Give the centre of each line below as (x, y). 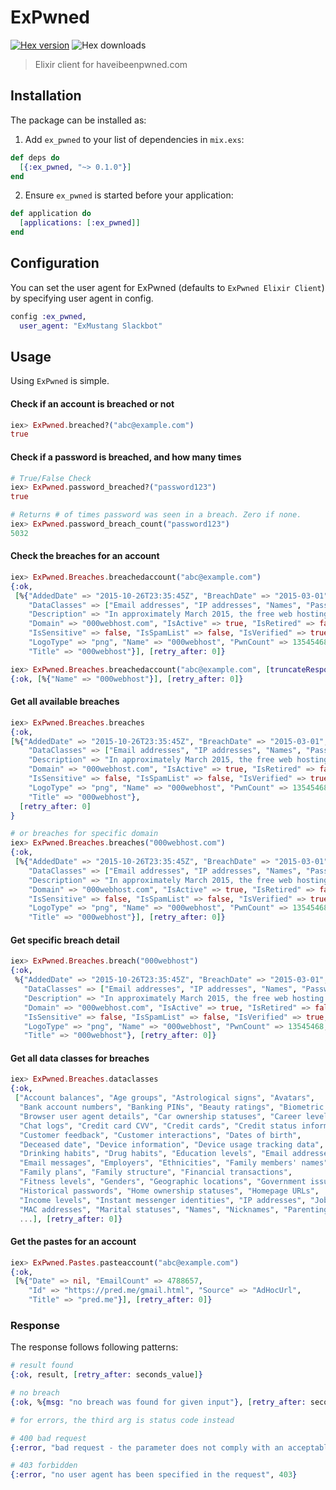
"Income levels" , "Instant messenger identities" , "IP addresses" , (163, 1200)
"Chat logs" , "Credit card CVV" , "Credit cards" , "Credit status (158, 1126)
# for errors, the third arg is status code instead (122, 1420)
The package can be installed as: (78, 120)
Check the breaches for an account (85, 556)
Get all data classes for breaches (80, 1058)
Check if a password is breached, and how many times (126, 457)
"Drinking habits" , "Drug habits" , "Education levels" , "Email (153, 1154)
